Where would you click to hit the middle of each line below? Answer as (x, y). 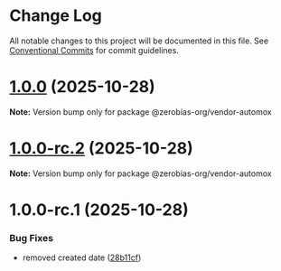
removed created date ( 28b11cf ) (82, 257)
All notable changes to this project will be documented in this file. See (139, 41)
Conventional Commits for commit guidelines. (94, 50)
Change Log (56, 16)
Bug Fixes (32, 238)
